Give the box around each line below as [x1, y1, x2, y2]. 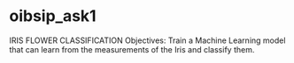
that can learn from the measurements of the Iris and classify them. [9, 44, 255, 54]
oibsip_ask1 [9, 6, 97, 26]
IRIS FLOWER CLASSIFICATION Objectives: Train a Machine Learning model [9, 35, 286, 45]
